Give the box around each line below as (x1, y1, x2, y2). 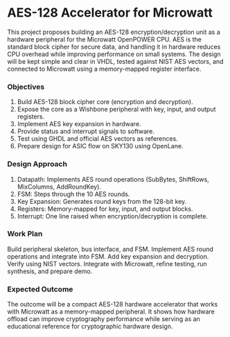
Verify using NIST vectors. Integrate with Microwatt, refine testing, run (7, 259, 208, 268)
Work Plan (7, 229, 43, 239)
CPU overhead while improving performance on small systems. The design (7, 50, 221, 58)
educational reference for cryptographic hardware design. (7, 322, 173, 331)
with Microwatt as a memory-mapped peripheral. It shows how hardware (7, 307, 215, 316)
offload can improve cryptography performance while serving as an (7, 315, 201, 323)
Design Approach (7, 159, 68, 169)
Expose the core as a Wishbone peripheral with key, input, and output (17, 105, 216, 114)
